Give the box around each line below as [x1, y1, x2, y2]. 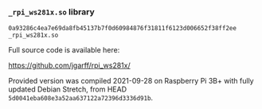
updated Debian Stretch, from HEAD [8, 84, 127, 94]
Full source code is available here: [8, 45, 120, 55]
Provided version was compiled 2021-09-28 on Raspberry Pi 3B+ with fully [8, 76, 254, 86]
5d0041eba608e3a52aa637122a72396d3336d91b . [8, 93, 154, 103]
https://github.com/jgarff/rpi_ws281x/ [8, 60, 131, 70]
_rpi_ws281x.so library [8, 6, 95, 18]
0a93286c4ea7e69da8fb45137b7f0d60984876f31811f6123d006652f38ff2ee [8, 25, 237, 33]
